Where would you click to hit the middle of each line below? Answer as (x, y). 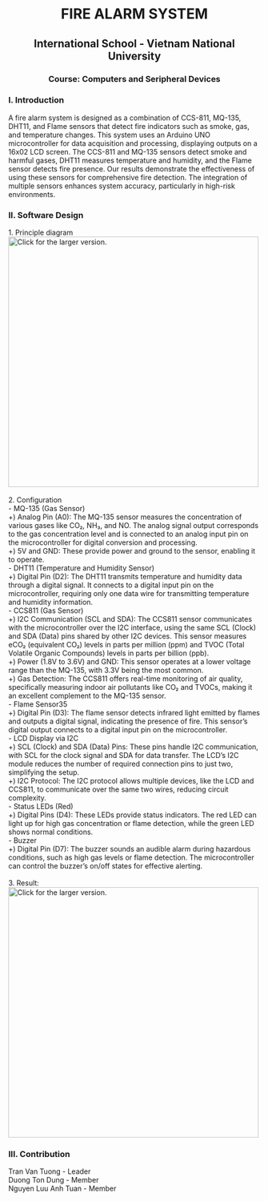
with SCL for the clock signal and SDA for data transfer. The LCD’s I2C (124, 756)
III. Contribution (39, 1155)
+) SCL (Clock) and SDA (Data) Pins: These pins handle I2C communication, (133, 747)
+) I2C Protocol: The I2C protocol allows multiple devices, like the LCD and (131, 781)
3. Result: (24, 883)
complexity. (27, 798)
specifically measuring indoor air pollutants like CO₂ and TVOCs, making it (130, 687)
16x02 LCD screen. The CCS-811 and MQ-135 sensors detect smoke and (128, 151)
